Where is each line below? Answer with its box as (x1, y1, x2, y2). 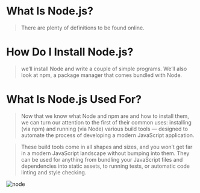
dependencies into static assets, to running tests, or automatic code (20, 162, 190, 170)
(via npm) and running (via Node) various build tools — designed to (20, 125, 189, 132)
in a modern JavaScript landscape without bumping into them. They (20, 149, 190, 157)
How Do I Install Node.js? (6, 45, 134, 59)
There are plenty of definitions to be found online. (20, 24, 145, 31)
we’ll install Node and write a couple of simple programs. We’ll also (20, 65, 187, 72)
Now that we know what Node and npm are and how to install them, (20, 112, 190, 120)
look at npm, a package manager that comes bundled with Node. (20, 71, 183, 79)
